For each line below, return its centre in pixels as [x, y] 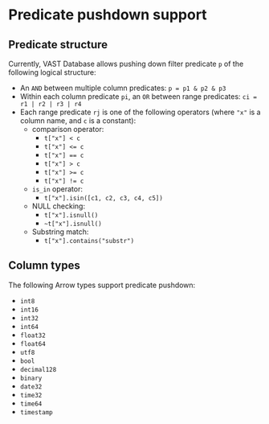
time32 [31, 395]
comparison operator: [68, 129]
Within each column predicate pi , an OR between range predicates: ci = [138, 97]
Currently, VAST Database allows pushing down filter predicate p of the [126, 64]
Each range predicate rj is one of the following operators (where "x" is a [140, 112]
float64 [33, 344]
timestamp [37, 412]
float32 [33, 335]
